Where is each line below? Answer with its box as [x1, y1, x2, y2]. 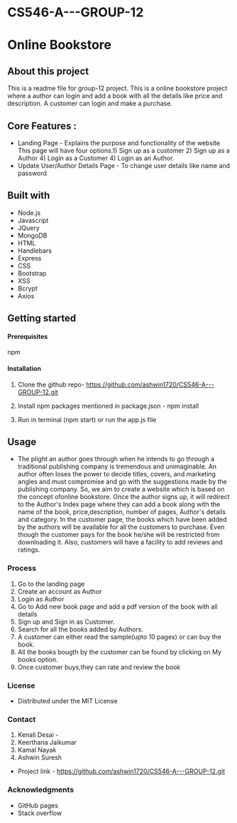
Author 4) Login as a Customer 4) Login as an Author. [17, 154, 175, 162]
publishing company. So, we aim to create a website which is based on [17, 485, 225, 493]
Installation [7, 365, 41, 372]
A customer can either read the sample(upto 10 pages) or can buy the [17, 632, 222, 641]
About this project [7, 65, 89, 77]
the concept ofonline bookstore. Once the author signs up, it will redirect [17, 493, 230, 501]
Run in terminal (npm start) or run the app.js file [17, 415, 157, 424]
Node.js [17, 208, 41, 217]
